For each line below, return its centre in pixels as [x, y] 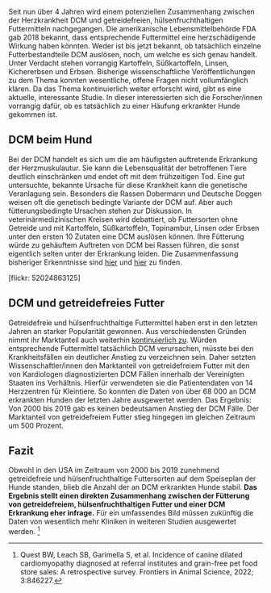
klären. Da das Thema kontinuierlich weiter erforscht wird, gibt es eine [125, 89]
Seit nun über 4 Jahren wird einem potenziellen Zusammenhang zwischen [132, 12]
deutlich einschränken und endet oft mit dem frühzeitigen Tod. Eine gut [127, 176]
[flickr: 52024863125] [44, 278]
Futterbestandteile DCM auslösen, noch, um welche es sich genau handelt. [133, 54]
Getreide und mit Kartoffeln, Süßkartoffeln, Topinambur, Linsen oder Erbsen [134, 228]
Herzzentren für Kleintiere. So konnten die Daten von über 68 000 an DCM [132, 391]
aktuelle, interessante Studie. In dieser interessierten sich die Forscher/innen [135, 97]
